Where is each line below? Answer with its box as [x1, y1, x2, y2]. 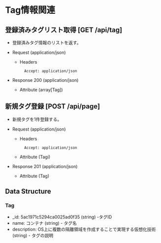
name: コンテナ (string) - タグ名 [12, 220, 77, 226]
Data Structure [5, 187, 52, 196]
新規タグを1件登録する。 [12, 116, 62, 122]
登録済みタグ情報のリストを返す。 [12, 40, 81, 45]
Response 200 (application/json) [12, 77, 79, 83]
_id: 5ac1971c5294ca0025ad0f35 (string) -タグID [12, 214, 112, 220]
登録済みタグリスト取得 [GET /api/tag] [5, 26, 122, 34]
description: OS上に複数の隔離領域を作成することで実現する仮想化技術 [12, 226, 156, 232]
